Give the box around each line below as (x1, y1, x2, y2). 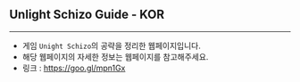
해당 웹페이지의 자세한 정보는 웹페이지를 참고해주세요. (21, 51, 209, 61)
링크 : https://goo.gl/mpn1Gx (21, 62, 126, 73)
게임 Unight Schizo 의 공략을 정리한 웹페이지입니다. (21, 40, 201, 51)
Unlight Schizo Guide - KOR (9, 7, 165, 22)
